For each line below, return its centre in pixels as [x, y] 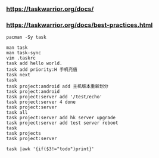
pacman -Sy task [26, 38]
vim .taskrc [21, 58]
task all [17, 113]
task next [18, 75]
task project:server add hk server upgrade [61, 118]
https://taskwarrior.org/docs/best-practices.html [79, 24]
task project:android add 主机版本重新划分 [57, 86]
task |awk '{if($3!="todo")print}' [50, 149]
